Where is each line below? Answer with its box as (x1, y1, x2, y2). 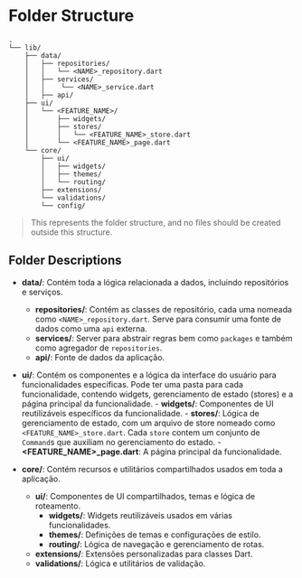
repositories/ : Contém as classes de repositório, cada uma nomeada (34, 303, 293, 314)
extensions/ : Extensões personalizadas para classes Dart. (34, 548, 253, 559)
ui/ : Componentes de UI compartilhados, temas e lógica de (34, 490, 255, 501)
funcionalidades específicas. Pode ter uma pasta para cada (21, 378, 243, 389)
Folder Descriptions (8, 253, 123, 268)
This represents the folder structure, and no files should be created (30, 217, 281, 228)
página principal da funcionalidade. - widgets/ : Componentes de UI (21, 398, 274, 409)
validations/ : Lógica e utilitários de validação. (34, 557, 206, 569)
